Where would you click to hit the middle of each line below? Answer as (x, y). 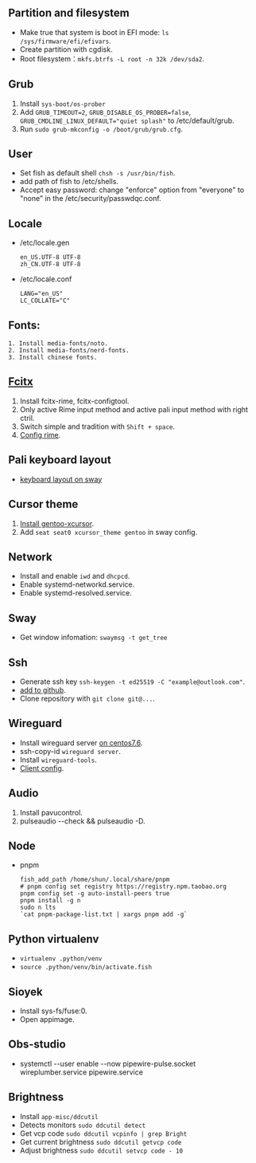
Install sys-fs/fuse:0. (53, 1011)
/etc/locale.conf (46, 279)
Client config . (42, 768)
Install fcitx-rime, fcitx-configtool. (74, 401)
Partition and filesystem (69, 13)
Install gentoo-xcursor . (56, 523)
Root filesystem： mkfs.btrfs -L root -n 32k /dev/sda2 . (112, 58)
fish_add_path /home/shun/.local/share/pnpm (95, 880)
